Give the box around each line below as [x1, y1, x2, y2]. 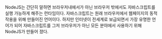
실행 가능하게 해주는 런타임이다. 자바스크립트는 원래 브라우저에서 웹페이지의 [5, 10, 149, 16]
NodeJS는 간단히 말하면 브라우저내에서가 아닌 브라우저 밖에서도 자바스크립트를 [5, 4, 156, 10]
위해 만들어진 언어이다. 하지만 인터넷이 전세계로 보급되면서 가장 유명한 [18, 17, 151, 22]
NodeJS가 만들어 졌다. [5, 29, 49, 34]
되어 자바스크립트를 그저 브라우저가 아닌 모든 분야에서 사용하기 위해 [14, 22, 142, 28]
